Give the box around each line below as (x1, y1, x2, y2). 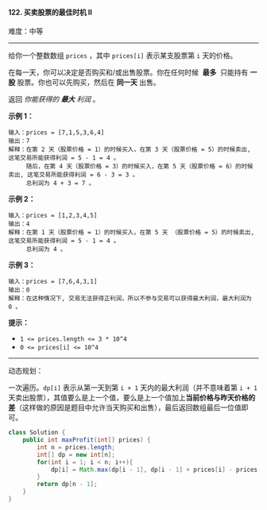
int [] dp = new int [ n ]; (37, 450, 115, 458)
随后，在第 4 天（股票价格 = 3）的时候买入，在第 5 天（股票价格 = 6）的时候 (25, 163, 253, 171)
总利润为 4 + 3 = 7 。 (25, 180, 95, 187)
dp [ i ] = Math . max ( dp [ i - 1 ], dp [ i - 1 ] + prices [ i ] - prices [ (50, 466, 261, 473)
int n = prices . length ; (37, 443, 115, 451)
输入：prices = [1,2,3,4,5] (8, 211, 98, 220)
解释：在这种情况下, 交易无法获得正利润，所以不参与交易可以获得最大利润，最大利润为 (8, 295, 252, 303)
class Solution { (8, 429, 66, 437)
